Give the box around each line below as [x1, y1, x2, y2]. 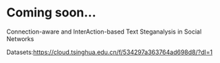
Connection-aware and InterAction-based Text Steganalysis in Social [6, 27, 202, 36]
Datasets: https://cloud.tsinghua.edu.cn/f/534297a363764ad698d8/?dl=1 [6, 48, 213, 56]
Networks [6, 34, 34, 42]
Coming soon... [6, 5, 97, 21]
